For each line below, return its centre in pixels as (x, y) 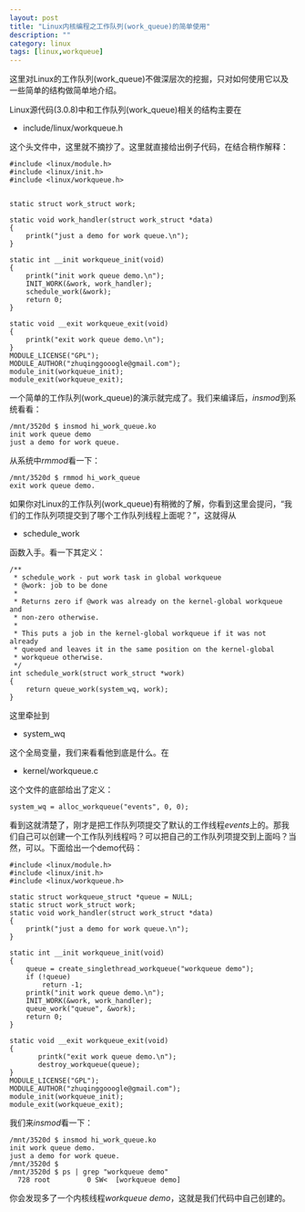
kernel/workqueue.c (60, 771)
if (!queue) (48, 977)
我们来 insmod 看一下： (51, 1123)
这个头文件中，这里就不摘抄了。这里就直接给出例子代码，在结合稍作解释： (149, 147)
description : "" (40, 35)
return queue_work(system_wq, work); (97, 690)
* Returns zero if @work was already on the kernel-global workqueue (148, 602)
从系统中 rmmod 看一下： (55, 461)
